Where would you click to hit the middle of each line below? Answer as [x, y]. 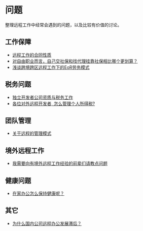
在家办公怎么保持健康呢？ [38, 193]
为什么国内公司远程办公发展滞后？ [47, 223]
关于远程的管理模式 [32, 133]
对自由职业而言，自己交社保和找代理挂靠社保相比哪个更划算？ [75, 61]
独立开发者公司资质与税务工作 [42, 97]
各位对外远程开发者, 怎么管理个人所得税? [54, 103]
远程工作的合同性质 [32, 55]
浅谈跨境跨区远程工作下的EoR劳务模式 [51, 67]
